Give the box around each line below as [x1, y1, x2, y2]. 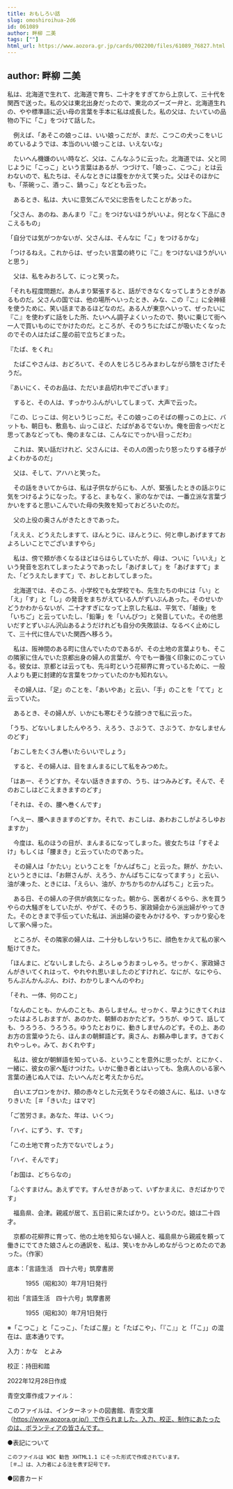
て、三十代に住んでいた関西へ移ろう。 [7, 630, 116, 638]
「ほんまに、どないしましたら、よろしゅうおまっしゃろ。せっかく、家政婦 [7, 958, 220, 967]
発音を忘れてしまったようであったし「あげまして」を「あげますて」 [19, 562, 214, 571]
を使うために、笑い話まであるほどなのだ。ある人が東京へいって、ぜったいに [7, 304, 226, 312]
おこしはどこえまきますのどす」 [13, 785, 105, 794]
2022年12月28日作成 [7, 1376, 67, 1385]
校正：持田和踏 [7, 1362, 50, 1370]
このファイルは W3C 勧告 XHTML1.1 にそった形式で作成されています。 [7, 1453, 183, 1460]
